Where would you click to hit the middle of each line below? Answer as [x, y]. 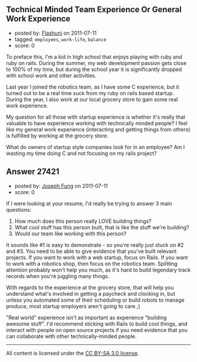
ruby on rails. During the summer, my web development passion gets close [96, 63]
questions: [19, 209]
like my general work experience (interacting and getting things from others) [98, 129]
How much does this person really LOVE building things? [83, 221]
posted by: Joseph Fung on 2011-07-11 [61, 186]
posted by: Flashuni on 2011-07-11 [55, 33]
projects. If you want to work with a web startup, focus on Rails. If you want [97, 257]
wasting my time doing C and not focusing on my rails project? [81, 153]
